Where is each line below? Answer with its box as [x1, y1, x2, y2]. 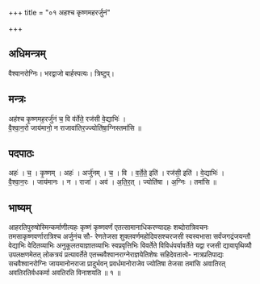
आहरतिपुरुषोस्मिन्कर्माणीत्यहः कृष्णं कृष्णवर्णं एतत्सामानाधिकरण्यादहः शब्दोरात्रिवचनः [8, 223, 209, 232]
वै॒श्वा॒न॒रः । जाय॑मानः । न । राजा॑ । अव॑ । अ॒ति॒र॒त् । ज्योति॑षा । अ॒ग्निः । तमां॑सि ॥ [8, 177, 216, 187]
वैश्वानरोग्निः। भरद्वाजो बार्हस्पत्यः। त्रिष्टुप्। [8, 69, 115, 78]
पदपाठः [8, 147, 35, 161]
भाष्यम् [8, 201, 31, 215]
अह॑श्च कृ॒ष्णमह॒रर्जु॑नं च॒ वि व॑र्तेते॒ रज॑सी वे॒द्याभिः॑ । [8, 114, 127, 123]
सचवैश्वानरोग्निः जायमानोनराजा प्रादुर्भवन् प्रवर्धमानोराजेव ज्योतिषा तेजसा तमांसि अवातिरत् [8, 259, 226, 269]
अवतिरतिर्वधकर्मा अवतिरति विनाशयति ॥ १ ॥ [8, 268, 121, 278]
